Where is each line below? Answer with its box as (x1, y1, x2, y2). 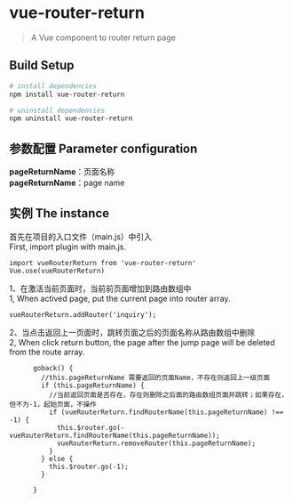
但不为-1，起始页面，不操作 (9, 400, 98, 409)
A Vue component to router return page (30, 32, 176, 43)
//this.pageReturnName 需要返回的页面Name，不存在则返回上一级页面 (41, 373, 271, 382)
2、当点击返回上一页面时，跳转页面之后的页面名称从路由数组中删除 (9, 327, 256, 337)
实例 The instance (9, 206, 109, 221)
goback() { (32, 363, 74, 372)
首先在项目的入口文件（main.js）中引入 (9, 231, 153, 242)
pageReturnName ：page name (9, 177, 125, 189)
